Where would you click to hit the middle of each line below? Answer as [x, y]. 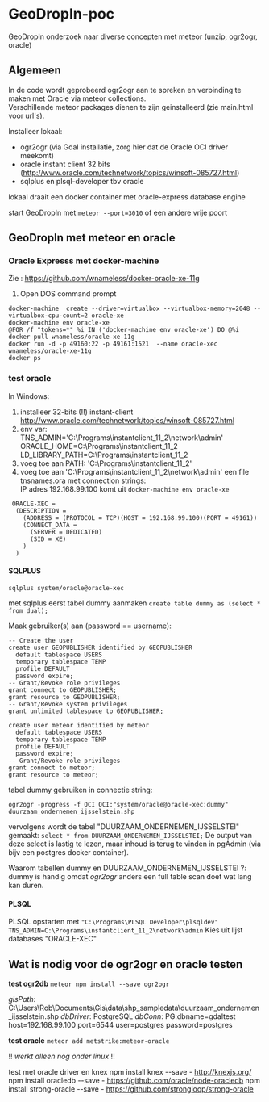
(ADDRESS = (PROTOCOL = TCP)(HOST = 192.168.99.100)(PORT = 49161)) [140, 517]
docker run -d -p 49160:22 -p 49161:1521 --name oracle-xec [113, 344]
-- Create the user [41, 640]
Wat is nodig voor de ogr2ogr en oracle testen [126, 964]
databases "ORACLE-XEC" [53, 939]
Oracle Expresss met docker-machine [84, 261]
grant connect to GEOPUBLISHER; [62, 690]
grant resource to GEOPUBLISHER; [64, 697]
